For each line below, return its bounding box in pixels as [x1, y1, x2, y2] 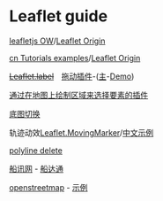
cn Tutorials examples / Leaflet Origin [9, 52, 141, 63]
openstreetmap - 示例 [9, 182, 88, 192]
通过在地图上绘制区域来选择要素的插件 [9, 89, 148, 100]
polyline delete [9, 144, 63, 156]
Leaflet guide [9, 6, 108, 27]
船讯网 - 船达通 [9, 163, 64, 174]
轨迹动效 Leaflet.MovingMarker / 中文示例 [9, 127, 154, 138]
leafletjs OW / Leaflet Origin [9, 35, 106, 46]
